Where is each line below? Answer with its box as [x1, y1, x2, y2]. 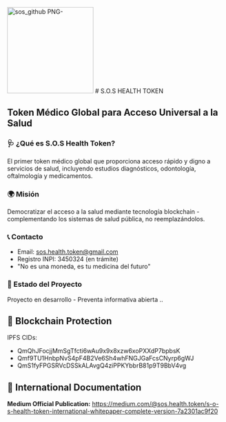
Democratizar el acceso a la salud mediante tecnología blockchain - [7, 207, 200, 216]
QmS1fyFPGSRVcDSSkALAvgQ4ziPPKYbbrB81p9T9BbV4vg [17, 361, 187, 370]
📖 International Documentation [7, 381, 142, 393]
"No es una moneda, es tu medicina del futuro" [17, 262, 151, 271]
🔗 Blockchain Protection [7, 315, 112, 327]
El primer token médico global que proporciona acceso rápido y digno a [7, 157, 211, 165]
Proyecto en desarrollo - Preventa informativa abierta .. [7, 295, 163, 303]
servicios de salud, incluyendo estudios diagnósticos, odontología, [7, 164, 196, 172]
